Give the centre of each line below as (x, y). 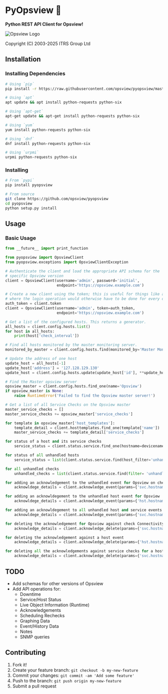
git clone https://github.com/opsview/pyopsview (57, 199)
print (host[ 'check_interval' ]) (47, 336)
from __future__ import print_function (47, 248)
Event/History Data (39, 626)
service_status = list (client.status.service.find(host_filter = (82, 460)
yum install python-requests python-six (48, 130)
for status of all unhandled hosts (42, 455)
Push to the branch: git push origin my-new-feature (67, 680)
